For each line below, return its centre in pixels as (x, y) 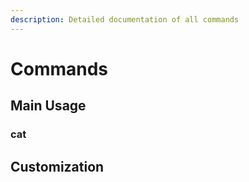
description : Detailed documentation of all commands (125, 19)
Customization (57, 166)
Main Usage (48, 106)
